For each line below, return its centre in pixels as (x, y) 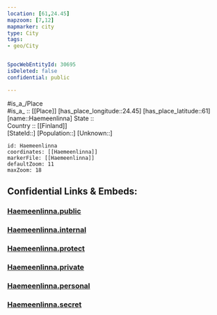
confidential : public (39, 77)
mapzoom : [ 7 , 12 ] (31, 20)
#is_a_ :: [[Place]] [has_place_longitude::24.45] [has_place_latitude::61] (109, 111)
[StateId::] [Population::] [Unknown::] (60, 133)
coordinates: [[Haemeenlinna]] (53, 152)
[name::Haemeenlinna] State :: (51, 118)
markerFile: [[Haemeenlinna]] (51, 158)
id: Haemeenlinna (32, 146)
